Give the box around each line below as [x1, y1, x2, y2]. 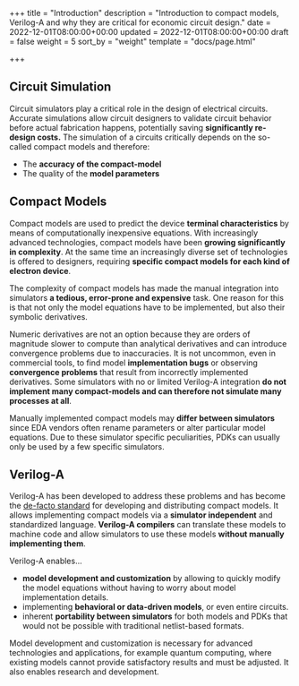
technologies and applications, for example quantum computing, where [9, 647, 272, 658]
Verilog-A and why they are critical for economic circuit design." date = [9, 17, 271, 28]
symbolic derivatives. [9, 311, 88, 322]
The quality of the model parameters [21, 167, 160, 178]
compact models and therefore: [33, 141, 150, 151]
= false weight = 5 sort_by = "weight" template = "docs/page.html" [9, 36, 257, 47]
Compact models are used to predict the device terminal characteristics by [9, 218, 289, 228]
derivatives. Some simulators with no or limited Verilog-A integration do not [9, 376, 286, 387]
